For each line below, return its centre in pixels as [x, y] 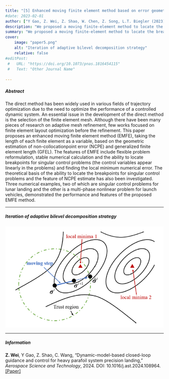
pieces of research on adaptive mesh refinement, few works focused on [80, 125]
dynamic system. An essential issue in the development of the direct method [84, 115]
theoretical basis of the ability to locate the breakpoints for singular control [82, 173]
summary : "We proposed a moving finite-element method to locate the [80, 32]
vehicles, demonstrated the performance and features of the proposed [78, 195]
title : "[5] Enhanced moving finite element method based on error [77, 11]
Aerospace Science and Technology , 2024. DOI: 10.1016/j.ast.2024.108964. [83, 366]
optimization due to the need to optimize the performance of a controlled [81, 109]
